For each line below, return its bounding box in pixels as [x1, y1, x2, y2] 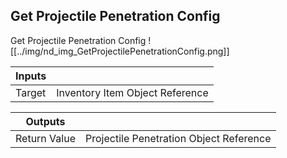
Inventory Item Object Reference [56, 85, 209, 99]
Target [15, 85, 47, 99]
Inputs [15, 69, 47, 83]
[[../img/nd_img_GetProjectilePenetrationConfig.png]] [10, 45, 230, 57]
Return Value [15, 131, 76, 145]
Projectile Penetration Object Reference [84, 131, 272, 145]
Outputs [25, 114, 66, 128]
